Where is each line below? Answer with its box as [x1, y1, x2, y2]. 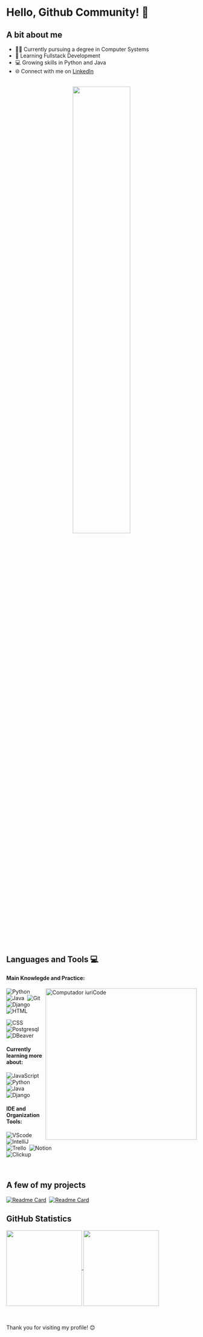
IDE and [6, 1105, 26, 1112]
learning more [6, 1052, 42, 1060]
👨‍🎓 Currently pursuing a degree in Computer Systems [14, 45, 149, 53]
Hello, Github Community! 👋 [6, 5, 149, 19]
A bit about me [6, 30, 62, 40]
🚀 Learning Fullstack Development [14, 52, 101, 59]
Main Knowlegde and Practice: [6, 974, 85, 981]
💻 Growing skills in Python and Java [14, 59, 106, 66]
